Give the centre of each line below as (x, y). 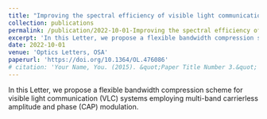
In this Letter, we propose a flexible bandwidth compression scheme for (126, 90)
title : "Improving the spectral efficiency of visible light (112, 15)
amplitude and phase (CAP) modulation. (74, 106)
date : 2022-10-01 (37, 45)
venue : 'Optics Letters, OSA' (58, 52)
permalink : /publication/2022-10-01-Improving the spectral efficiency (129, 30)
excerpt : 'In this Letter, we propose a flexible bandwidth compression (131, 38)
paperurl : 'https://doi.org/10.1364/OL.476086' (89, 60)
